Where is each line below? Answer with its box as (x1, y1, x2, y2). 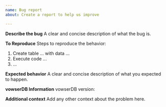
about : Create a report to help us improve (5, 12, 100, 17)
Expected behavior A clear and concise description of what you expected (5, 70, 161, 77)
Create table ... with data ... (12, 50, 70, 56)
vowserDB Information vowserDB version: (5, 86, 96, 92)
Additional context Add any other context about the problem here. (5, 96, 146, 102)
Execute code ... (12, 55, 47, 61)
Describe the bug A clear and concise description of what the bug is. (5, 30, 151, 37)
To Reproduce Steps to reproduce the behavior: (5, 40, 106, 46)
